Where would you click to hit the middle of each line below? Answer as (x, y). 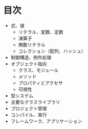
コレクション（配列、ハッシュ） (52, 51)
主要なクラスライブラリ (35, 102)
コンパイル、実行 (29, 115)
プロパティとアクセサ (41, 83)
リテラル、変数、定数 (41, 32)
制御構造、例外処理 (31, 57)
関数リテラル (32, 44)
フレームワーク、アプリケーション (46, 121)
